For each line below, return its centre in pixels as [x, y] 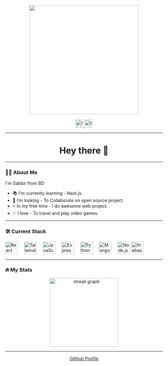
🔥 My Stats [19, 270]
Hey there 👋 [84, 151]
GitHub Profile [84, 359]
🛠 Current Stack [26, 232]
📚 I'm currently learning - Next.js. [47, 193]
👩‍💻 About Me [21, 172]
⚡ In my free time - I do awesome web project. [60, 206]
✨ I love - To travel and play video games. [55, 213]
